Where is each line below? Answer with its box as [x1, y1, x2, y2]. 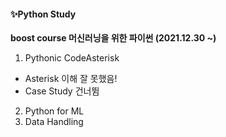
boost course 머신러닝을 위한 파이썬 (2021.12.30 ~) [10, 32, 217, 44]
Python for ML [24, 105, 85, 117]
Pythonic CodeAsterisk [24, 52, 120, 64]
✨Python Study [10, 8, 77, 20]
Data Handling [24, 116, 84, 128]
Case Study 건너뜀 [24, 85, 100, 97]
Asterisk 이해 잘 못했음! [24, 73, 118, 85]
